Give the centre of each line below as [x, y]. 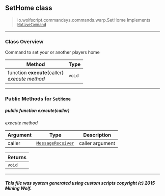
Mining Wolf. [18, 188]
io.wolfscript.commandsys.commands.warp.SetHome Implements [84, 20]
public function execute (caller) [37, 111]
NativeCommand [31, 25]
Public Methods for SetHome [38, 99]
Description [97, 135]
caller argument [97, 143]
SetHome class [29, 8]
